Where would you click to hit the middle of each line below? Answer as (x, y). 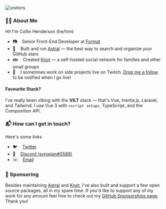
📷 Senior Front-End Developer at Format (56, 41)
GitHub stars (25, 54)
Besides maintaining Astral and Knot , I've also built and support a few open (82, 185)
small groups (26, 67)
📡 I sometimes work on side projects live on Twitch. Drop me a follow (85, 72)
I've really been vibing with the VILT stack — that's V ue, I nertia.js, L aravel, (82, 100)
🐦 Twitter (24, 146)
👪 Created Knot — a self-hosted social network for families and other (86, 59)
